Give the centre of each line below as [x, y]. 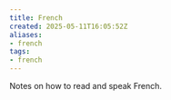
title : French [36, 18]
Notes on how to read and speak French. [85, 86]
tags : [20, 52]
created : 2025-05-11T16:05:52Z [69, 26]
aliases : [26, 35]
